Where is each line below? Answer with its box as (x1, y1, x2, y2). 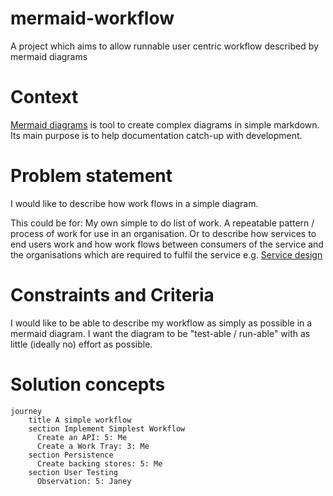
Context (10, 86, 79, 109)
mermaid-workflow (10, 7, 175, 30)
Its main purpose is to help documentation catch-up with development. (10, 129, 303, 141)
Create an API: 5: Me (36, 432, 128, 442)
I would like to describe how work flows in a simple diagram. (10, 197, 259, 209)
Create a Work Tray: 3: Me (36, 441, 150, 451)
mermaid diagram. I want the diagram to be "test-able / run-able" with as (10, 327, 311, 339)
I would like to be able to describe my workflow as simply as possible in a (10, 317, 313, 329)
